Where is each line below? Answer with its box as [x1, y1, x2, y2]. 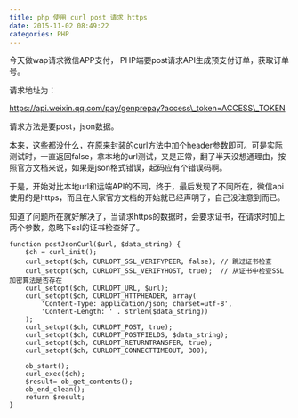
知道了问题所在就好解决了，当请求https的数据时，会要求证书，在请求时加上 [9, 211, 286, 222]
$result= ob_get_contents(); [25, 377, 133, 387]
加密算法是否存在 [9, 277, 63, 285]
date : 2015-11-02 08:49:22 [9, 21, 109, 30]
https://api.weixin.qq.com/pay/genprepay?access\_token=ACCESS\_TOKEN [9, 103, 286, 114]
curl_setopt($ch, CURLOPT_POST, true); [25, 323, 173, 332]
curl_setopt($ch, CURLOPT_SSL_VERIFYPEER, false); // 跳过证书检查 [25, 257, 273, 267]
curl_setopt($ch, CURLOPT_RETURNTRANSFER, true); [25, 339, 213, 348]
